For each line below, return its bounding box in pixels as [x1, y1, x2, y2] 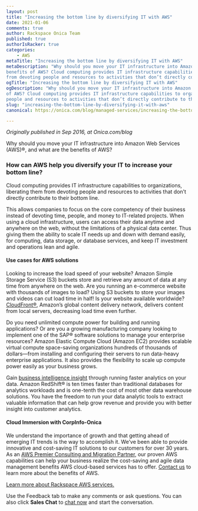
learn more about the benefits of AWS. [6, 470, 100, 477]
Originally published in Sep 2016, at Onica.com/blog [6, 128, 133, 136]
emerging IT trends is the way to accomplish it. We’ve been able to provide [6, 439, 187, 446]
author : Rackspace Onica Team [6, 31, 81, 37]
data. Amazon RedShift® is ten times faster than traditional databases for [6, 380, 183, 387]
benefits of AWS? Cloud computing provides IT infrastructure [6, 69, 162, 75]
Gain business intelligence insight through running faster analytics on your [6, 374, 187, 381]
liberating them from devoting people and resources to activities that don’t [6, 188, 187, 195]
